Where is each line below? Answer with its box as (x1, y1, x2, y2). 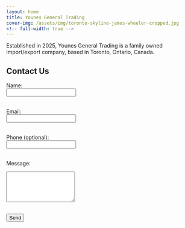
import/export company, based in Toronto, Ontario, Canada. (6, 49, 155, 56)
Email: (6, 108, 22, 115)
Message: (6, 160, 31, 167)
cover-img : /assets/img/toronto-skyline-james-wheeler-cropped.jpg (6, 20, 180, 26)
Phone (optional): (6, 134, 49, 141)
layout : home (6, 8, 39, 15)
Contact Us (6, 66, 49, 76)
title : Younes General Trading (6, 14, 85, 20)
